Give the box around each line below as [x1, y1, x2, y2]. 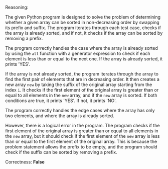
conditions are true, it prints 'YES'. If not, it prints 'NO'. [5, 98, 117, 104]
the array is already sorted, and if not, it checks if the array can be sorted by [5, 30, 163, 36]
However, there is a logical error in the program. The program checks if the [5, 123, 160, 128]
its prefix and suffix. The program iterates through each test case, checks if [5, 25, 161, 31]
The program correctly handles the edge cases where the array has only [5, 108, 155, 113]
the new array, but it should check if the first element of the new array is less [5, 133, 160, 139]
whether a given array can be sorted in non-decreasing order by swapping [5, 20, 159, 25]
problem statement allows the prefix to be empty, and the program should [5, 144, 157, 150]
